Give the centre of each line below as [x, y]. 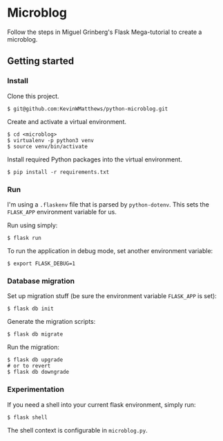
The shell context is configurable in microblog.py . [77, 430]
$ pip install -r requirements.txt [58, 172]
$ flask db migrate [35, 334]
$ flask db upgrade [35, 360]
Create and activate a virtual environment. [67, 121]
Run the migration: [33, 347]
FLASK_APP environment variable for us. [62, 211]
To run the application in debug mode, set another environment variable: [110, 250]
